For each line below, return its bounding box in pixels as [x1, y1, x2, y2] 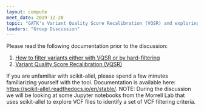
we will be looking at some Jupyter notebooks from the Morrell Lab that [6, 92, 185, 99]
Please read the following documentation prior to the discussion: [6, 42, 168, 50]
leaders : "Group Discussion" [6, 25, 80, 32]
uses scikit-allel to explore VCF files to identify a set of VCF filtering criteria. [6, 98, 196, 106]
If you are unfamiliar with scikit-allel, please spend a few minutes [6, 72, 168, 79]
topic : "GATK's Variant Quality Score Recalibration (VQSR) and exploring [6, 20, 200, 26]
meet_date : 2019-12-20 [6, 15, 64, 21]
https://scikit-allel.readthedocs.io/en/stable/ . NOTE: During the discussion [6, 86, 191, 93]
